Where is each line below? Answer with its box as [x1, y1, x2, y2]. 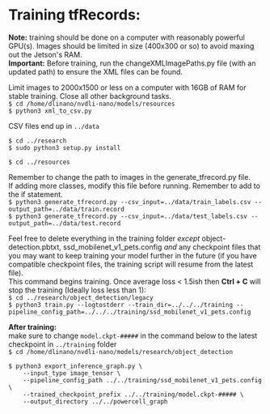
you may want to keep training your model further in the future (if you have [8, 250, 257, 260]
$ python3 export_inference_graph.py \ [8, 362, 143, 370]
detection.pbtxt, [8, 241, 62, 252]
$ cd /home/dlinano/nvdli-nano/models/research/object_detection [8, 348, 233, 356]
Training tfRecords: [8, 6, 141, 24]
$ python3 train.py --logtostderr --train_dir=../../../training [8, 301, 233, 309]
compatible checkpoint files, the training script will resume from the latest [8, 259, 254, 269]
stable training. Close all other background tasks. [8, 91, 172, 100]
